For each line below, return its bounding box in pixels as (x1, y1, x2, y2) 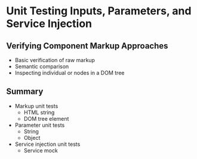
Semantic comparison (14, 63, 69, 70)
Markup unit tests (14, 102, 59, 109)
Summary (6, 87, 44, 97)
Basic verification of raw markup (14, 57, 96, 63)
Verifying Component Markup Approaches (6, 41, 168, 51)
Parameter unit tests (14, 121, 65, 129)
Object (23, 134, 41, 141)
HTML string (23, 109, 55, 116)
